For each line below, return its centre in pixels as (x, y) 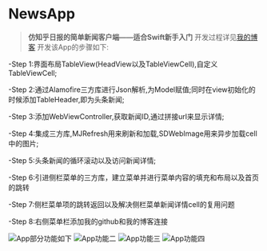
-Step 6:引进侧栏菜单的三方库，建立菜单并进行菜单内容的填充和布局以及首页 (134, 177)
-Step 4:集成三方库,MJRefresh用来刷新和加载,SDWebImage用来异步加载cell (133, 133)
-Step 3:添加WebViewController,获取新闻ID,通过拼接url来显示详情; (116, 116)
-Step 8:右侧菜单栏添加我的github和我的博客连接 (88, 221)
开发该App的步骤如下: (73, 47)
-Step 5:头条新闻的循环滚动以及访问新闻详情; (82, 160)
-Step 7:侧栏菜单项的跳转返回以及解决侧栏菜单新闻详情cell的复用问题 (122, 204)
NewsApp (42, 14)
